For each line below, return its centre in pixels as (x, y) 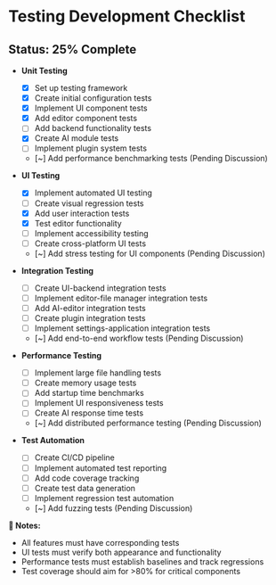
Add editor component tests (86, 119)
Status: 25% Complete (73, 49)
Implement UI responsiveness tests (99, 403)
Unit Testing (44, 70)
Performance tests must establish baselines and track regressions (142, 561)
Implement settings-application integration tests (122, 328)
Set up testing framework (81, 88)
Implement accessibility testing (91, 233)
